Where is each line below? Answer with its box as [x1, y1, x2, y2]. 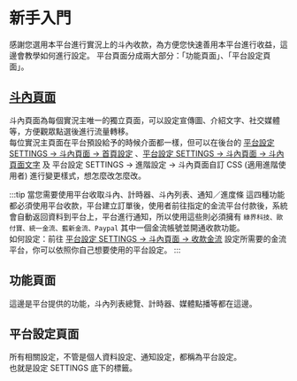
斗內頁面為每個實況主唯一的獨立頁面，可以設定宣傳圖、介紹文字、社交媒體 [9, 114, 280, 125]
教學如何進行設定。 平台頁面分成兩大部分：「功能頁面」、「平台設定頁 [24, 50, 271, 60]
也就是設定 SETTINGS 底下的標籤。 [9, 362, 138, 373]
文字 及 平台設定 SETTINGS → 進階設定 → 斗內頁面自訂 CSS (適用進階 [24, 159, 278, 169]
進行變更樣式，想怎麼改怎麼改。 [29, 170, 147, 181]
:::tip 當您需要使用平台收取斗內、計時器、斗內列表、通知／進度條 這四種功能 [9, 189, 286, 199]
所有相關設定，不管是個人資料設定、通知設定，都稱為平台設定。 [9, 352, 241, 362]
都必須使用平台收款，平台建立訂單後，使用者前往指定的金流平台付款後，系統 [9, 200, 288, 211]
